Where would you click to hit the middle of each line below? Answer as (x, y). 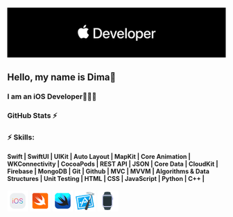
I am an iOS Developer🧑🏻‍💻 (52, 96)
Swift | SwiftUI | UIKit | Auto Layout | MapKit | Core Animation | (99, 156)
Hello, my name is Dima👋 (62, 77)
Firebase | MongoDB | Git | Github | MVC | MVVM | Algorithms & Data (109, 171)
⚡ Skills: (21, 137)
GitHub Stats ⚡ (32, 116)
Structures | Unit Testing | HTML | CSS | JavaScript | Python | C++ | (106, 178)
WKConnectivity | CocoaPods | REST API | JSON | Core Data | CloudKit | (113, 164)
